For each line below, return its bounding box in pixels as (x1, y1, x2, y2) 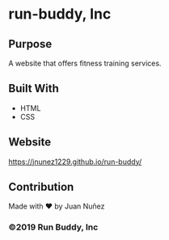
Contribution (8, 180, 74, 194)
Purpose (8, 37, 53, 51)
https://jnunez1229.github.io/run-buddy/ (8, 157, 142, 166)
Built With (8, 82, 59, 95)
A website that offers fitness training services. (8, 58, 162, 68)
